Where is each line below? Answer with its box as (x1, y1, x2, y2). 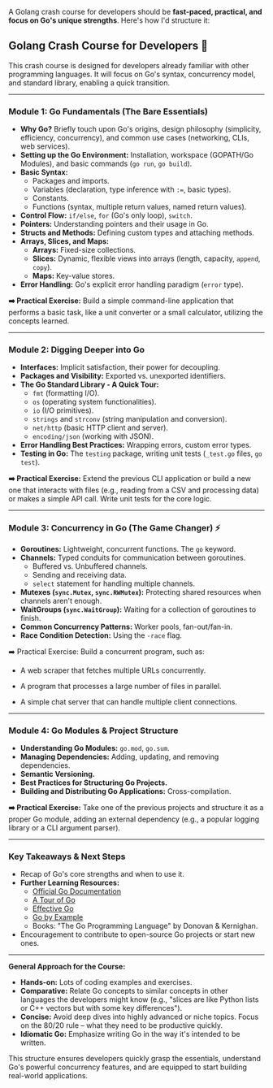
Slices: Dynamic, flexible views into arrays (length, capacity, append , (32, 254, 261, 263)
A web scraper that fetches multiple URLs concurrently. (19, 665, 206, 675)
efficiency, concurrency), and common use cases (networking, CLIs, (19, 133, 249, 143)
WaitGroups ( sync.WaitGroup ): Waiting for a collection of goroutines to (19, 605, 257, 614)
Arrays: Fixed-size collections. (32, 245, 136, 255)
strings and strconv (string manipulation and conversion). (32, 414, 227, 424)
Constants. (32, 193, 69, 203)
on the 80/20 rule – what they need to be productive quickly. (19, 1021, 223, 1030)
